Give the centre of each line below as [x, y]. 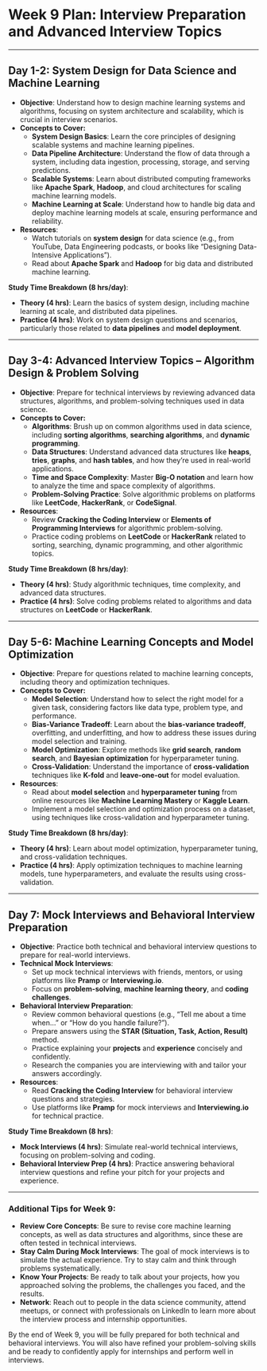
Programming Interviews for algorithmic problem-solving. [127, 528]
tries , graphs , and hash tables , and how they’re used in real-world [141, 460]
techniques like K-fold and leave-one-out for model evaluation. [135, 776]
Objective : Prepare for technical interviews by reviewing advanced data [137, 392]
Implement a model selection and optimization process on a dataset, [143, 809]
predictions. [51, 170]
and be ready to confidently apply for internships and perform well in [121, 1352]
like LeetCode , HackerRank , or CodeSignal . [104, 502]
